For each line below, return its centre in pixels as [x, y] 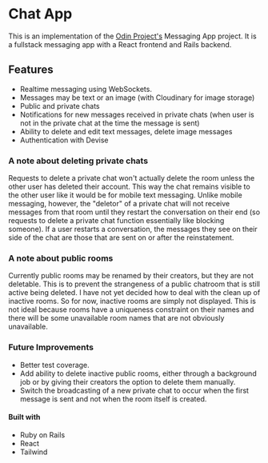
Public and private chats [60, 106]
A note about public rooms [61, 258]
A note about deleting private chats [78, 161]
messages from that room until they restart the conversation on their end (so [134, 212]
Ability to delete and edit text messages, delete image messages [126, 131]
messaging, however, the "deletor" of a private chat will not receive [119, 204]
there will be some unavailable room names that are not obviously [116, 318]
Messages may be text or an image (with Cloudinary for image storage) [137, 98]
